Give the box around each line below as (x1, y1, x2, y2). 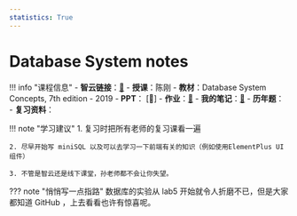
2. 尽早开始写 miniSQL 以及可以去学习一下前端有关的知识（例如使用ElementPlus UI (9, 142, 285, 151)
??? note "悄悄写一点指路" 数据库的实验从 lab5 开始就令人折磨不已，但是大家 (9, 186, 289, 196)
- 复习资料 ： (9, 104, 55, 115)
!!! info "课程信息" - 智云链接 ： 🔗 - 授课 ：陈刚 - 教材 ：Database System (9, 82, 267, 92)
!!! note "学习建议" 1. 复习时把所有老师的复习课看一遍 (9, 123, 201, 133)
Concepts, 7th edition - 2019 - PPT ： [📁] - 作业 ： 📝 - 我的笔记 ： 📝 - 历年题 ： (9, 92, 285, 103)
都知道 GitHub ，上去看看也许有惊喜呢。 (9, 196, 156, 207)
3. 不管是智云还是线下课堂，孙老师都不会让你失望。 (9, 169, 173, 178)
